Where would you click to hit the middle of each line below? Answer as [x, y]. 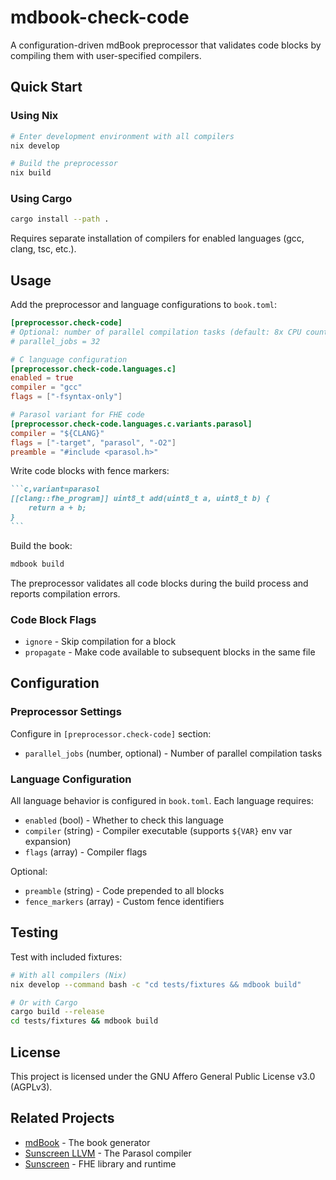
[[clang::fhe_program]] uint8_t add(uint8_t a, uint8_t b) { [140, 499]
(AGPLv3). [31, 1087]
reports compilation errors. [65, 593]
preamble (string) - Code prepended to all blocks [124, 891]
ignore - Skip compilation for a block [100, 642]
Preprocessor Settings [66, 712]
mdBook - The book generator [87, 1142]
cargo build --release [57, 1012]
